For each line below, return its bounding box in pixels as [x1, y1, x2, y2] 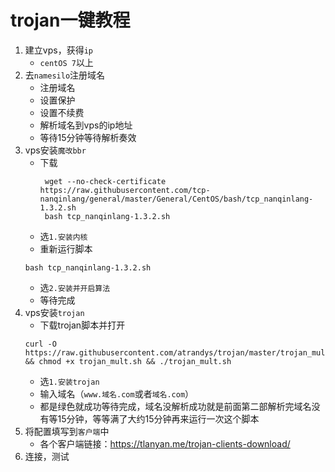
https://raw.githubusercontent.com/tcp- [39, 185, 211, 195]
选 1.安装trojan [39, 375, 100, 387]
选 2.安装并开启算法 [39, 281, 111, 293]
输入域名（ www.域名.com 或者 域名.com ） [39, 387, 195, 400]
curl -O [24, 339, 57, 349]
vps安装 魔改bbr [24, 144, 87, 156]
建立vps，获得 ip [24, 44, 93, 56]
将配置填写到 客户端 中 [24, 425, 110, 437]
